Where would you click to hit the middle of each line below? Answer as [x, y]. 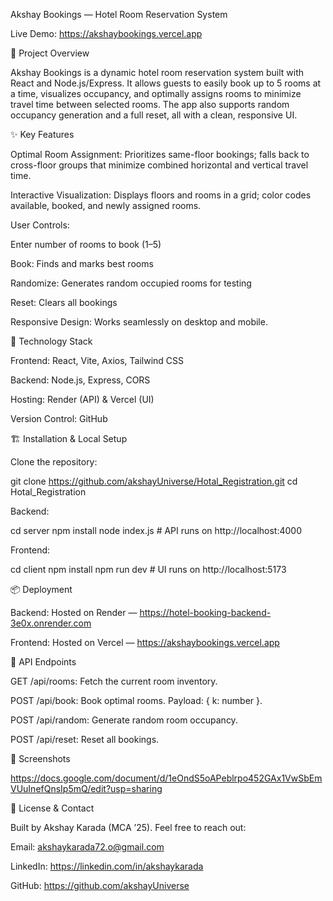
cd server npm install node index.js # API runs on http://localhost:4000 [156, 530]
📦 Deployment [41, 589]
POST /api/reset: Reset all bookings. [85, 739]
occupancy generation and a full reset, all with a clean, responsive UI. [154, 115]
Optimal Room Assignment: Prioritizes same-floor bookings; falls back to [160, 154]
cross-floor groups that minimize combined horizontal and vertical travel [159, 165]
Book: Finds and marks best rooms [82, 263]
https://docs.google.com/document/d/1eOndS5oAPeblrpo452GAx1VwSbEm [166, 778]
